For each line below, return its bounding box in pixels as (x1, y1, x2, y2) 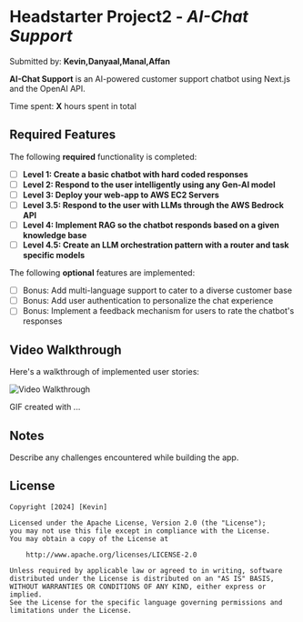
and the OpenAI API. (9, 83, 86, 94)
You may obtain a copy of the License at (9, 534, 169, 543)
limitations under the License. (9, 606, 132, 615)
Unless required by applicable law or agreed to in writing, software (9, 566, 283, 575)
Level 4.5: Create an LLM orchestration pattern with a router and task (22, 239, 289, 251)
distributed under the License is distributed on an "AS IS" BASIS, (9, 574, 275, 583)
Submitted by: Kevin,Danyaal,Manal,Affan (9, 55, 171, 66)
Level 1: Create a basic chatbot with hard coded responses (22, 168, 248, 179)
